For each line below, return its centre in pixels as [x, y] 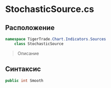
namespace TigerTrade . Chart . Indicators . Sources [56, 39]
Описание [28, 53]
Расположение [30, 28]
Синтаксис [23, 69]
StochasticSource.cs [49, 9]
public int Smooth [24, 80]
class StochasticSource [39, 43]
